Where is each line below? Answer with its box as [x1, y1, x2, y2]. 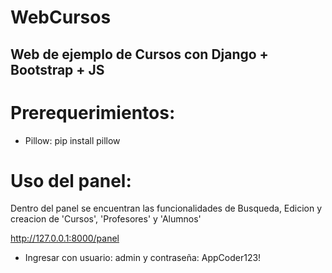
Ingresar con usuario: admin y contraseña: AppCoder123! [24, 252, 262, 264]
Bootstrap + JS [10, 61, 105, 78]
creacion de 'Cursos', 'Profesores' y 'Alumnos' [10, 213, 202, 225]
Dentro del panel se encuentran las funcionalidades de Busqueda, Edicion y [10, 202, 323, 215]
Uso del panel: [10, 169, 132, 192]
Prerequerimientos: [10, 101, 176, 124]
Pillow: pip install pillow [24, 134, 121, 146]
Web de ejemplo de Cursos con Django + [10, 46, 269, 63]
